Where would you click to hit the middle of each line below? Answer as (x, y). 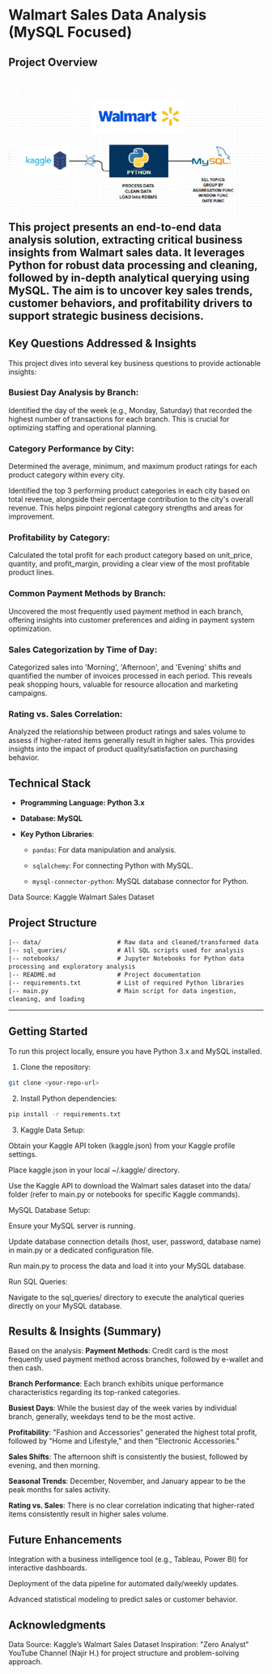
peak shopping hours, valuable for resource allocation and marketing (123, 684)
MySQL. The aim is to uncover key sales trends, (131, 290)
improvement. (32, 516)
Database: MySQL (51, 818)
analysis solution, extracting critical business (125, 240)
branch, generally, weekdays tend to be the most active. (102, 1417)
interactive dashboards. (48, 1568)
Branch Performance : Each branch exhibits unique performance (116, 1384)
